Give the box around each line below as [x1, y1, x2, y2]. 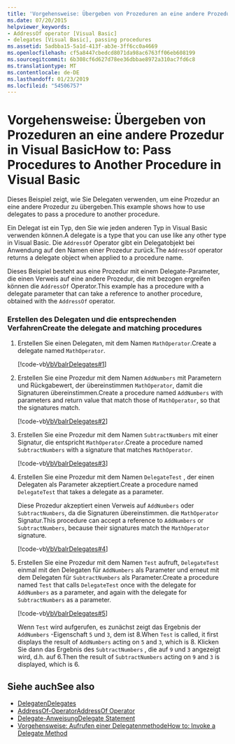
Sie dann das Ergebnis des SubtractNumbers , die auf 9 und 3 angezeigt [17, 645, 221, 653]
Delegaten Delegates [17, 699, 77, 708]
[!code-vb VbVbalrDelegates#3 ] [17, 459, 108, 467]
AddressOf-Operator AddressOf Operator [17, 707, 135, 715]
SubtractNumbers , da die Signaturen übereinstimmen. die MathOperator [17, 509, 219, 517]
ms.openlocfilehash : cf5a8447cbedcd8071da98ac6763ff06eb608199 [7, 50, 196, 57]
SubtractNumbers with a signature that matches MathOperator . [17, 446, 193, 454]
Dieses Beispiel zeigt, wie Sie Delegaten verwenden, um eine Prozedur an [7, 195, 220, 204]
